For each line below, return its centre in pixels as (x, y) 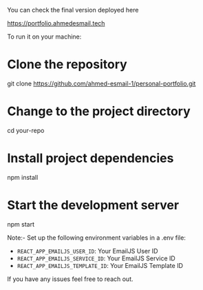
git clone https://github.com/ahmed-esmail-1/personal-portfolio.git (101, 83)
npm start (21, 224)
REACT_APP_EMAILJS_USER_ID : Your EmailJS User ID (87, 251)
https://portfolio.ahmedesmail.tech (56, 23)
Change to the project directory (99, 111)
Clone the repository (67, 64)
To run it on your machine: (44, 37)
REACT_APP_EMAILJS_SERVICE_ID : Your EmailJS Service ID (96, 258)
